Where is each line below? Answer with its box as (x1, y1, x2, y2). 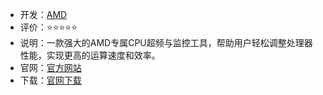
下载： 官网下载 (19, 74, 82, 86)
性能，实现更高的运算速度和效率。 (19, 49, 161, 61)
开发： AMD (19, 9, 68, 20)
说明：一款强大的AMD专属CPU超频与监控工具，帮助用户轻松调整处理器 (19, 37, 313, 48)
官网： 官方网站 (19, 62, 82, 73)
